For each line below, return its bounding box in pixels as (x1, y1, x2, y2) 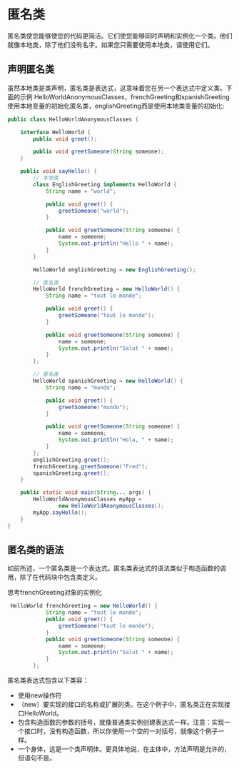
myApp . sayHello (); (33, 508, 88, 516)
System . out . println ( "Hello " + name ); (58, 240, 174, 247)
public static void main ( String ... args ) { (20, 489, 152, 496)
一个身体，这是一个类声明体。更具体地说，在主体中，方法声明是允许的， (17, 745, 230, 753)
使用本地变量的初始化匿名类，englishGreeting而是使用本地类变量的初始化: (7, 101, 225, 110)
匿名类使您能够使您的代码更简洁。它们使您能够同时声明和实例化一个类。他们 (7, 31, 233, 40)
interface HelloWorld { (20, 129, 91, 136)
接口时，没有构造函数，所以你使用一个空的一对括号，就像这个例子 (24, 727, 218, 735)
